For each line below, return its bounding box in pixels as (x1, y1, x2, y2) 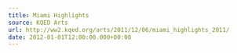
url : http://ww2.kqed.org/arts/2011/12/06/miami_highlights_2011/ (8, 26, 230, 34)
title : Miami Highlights (8, 11, 89, 19)
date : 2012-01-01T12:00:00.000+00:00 (8, 33, 132, 41)
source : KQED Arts (8, 19, 68, 26)
